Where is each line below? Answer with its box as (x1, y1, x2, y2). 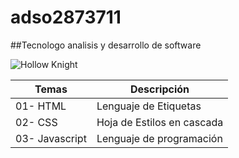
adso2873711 (10, 6, 122, 29)
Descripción (130, 82, 190, 96)
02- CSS (15, 115, 58, 129)
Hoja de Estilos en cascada (96, 115, 224, 129)
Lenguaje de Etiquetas (96, 99, 202, 113)
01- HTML (15, 99, 67, 113)
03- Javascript (15, 131, 87, 145)
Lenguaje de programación (96, 131, 223, 145)
